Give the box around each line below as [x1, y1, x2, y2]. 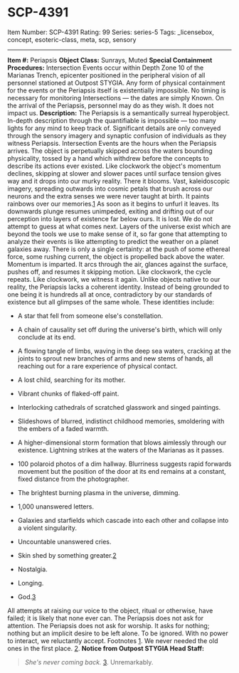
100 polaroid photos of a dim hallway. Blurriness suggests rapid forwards [17, 460, 232, 468]
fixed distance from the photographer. [17, 475, 129, 483]
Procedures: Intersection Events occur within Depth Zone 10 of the [7, 63, 204, 72]
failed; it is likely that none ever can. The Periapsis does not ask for [7, 613, 204, 622]
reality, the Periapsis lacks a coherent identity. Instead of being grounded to [7, 282, 230, 291]
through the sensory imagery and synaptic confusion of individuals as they [7, 131, 227, 139]
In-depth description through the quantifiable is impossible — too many [7, 116, 217, 124]
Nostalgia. [17, 565, 48, 573]
